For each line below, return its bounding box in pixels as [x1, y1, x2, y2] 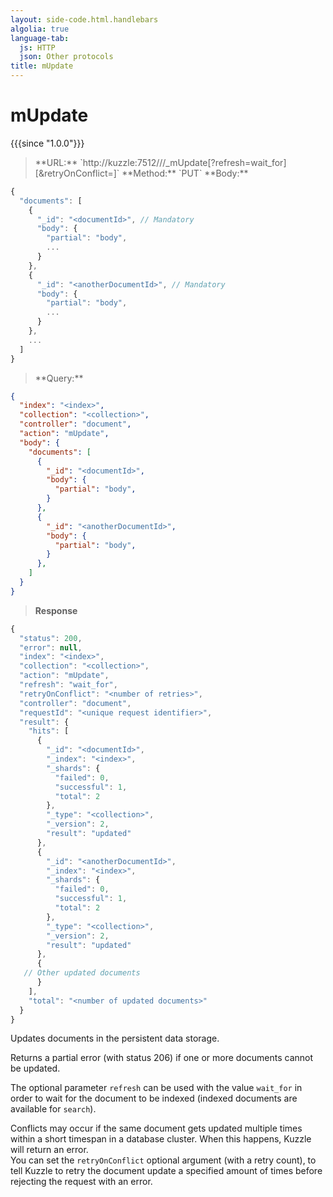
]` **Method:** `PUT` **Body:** [113, 167, 249, 179]
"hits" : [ [28, 726, 70, 736]
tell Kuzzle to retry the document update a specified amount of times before [10, 1165, 323, 1177]
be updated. [10, 1062, 61, 1075]
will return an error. [10, 1144, 89, 1156]
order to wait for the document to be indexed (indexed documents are [10, 1092, 298, 1105]
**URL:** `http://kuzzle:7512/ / [34, 156, 163, 168]
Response [34, 604, 78, 616]
